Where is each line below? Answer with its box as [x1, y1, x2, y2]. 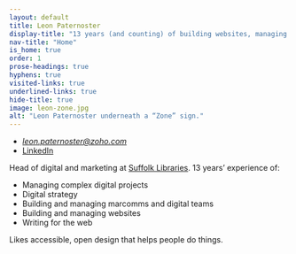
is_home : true [9, 46, 62, 55]
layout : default [9, 12, 69, 22]
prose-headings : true [9, 63, 90, 72]
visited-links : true [9, 79, 86, 88]
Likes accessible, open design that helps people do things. [9, 235, 223, 245]
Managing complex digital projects [21, 180, 149, 190]
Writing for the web [21, 218, 93, 228]
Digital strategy [21, 189, 78, 200]
